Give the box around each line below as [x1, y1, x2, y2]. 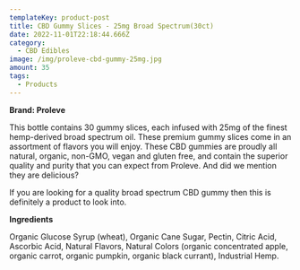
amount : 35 [9, 64, 50, 73]
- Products [17, 80, 58, 89]
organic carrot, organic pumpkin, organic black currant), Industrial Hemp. [9, 250, 279, 261]
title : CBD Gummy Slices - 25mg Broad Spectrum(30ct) [9, 22, 215, 30]
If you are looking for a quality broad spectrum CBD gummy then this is [9, 187, 271, 197]
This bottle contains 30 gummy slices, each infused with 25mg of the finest [9, 122, 288, 133]
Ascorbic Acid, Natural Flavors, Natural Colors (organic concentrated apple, [9, 240, 288, 251]
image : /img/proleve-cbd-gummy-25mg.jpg [9, 55, 163, 64]
